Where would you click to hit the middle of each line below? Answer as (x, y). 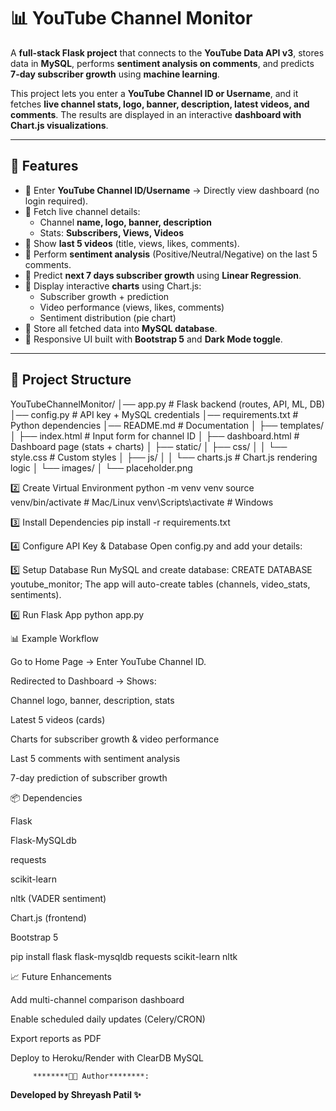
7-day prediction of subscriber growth (89, 777)
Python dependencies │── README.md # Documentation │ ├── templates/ (167, 425)
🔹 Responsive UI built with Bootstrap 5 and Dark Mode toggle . (153, 339)
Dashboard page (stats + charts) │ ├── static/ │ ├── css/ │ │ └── (149, 446)
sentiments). (36, 594)
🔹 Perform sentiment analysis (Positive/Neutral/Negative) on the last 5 (171, 254)
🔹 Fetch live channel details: (82, 211)
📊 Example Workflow (55, 638)
